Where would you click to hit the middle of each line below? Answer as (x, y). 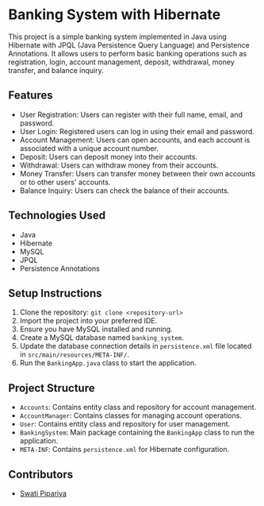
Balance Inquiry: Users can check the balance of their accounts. (124, 190)
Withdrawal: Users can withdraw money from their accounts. (119, 165)
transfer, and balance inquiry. (56, 70)
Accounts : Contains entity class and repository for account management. (138, 408)
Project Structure (52, 388)
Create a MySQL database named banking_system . (102, 338)
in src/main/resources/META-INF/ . (74, 354)
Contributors (41, 474)
